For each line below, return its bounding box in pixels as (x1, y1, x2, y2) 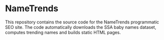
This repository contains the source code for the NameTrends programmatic (5, 19, 160, 25)
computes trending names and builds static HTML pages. (5, 29, 121, 35)
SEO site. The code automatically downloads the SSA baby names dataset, (5, 24, 156, 30)
